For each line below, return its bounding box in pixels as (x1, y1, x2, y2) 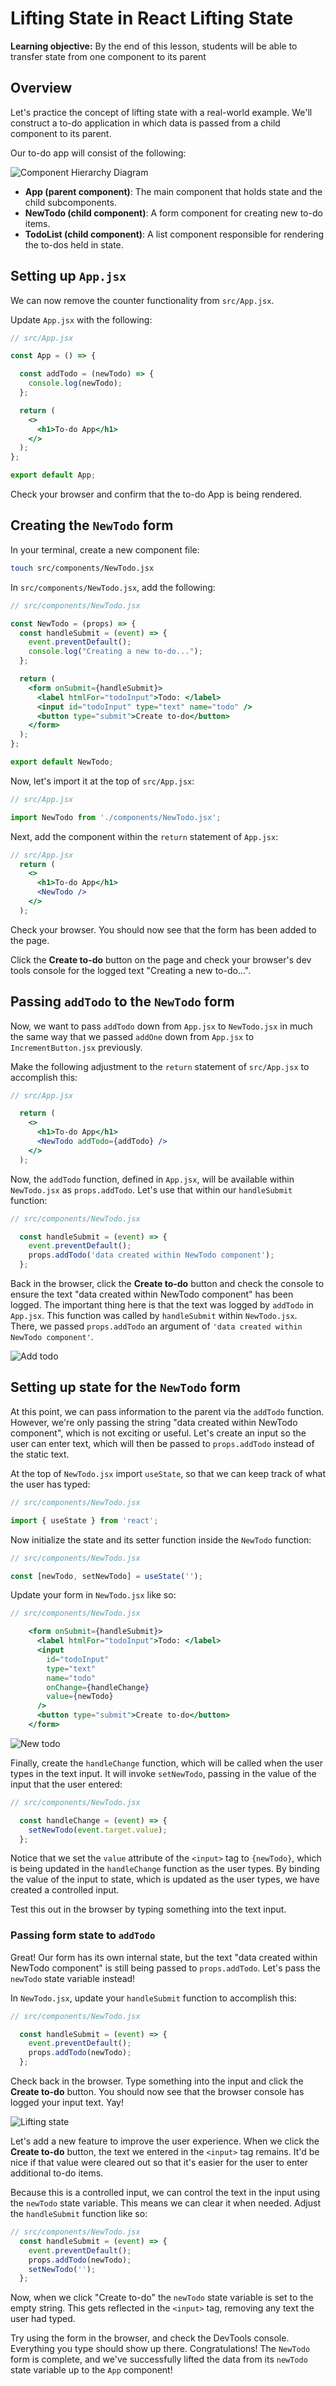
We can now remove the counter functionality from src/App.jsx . (10, 294, 275, 306)
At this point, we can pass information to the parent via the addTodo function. (10, 1405, 325, 1417)
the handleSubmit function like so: (10, 2208, 148, 2220)
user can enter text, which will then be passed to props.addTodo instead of (10, 1437, 315, 1449)
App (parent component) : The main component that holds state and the (24, 185, 323, 197)
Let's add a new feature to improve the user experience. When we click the (10, 2135, 320, 2147)
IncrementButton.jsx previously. (10, 1041, 143, 1053)
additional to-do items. (10, 2167, 104, 2179)
